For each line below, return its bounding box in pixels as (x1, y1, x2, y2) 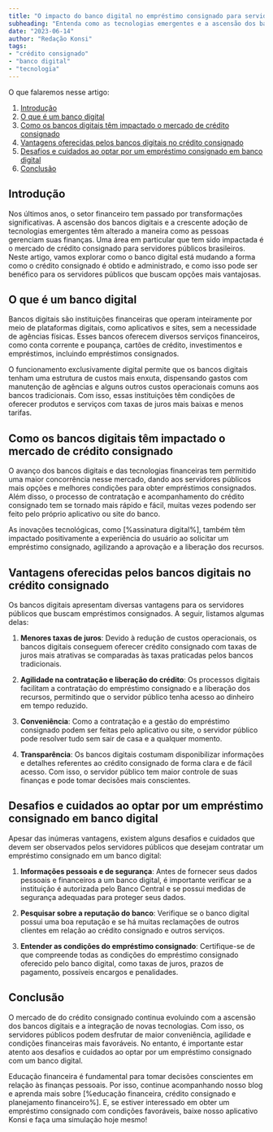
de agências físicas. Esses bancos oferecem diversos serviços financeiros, (8, 331, 260, 342)
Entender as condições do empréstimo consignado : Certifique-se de (19, 941, 256, 951)
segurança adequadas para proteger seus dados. (19, 892, 186, 902)
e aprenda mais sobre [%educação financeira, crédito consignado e (8, 1088, 236, 1099)
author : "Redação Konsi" (8, 34, 93, 43)
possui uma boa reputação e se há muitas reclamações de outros (19, 916, 240, 926)
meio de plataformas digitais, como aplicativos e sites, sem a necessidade (8, 323, 258, 333)
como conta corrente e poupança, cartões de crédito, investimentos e (8, 340, 243, 350)
